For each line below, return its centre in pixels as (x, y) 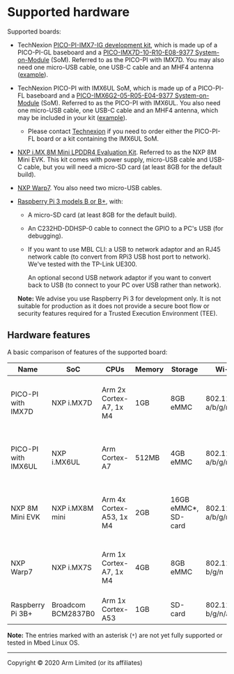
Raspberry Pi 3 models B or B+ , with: (70, 201)
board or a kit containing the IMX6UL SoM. (97, 138)
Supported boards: (34, 31)
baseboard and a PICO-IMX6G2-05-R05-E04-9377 (100, 95)
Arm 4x (114, 499)
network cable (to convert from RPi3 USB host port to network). (119, 256)
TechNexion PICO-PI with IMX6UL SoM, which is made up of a (107, 88)
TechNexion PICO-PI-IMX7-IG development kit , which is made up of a (117, 45)
